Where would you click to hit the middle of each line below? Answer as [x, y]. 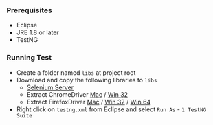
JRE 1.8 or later [37, 32]
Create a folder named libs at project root [76, 72]
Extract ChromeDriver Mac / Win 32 [77, 94]
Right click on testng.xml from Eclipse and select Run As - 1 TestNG [111, 109]
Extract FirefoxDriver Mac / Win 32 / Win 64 [89, 102]
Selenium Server [50, 87]
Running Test [29, 58]
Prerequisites [29, 10]
